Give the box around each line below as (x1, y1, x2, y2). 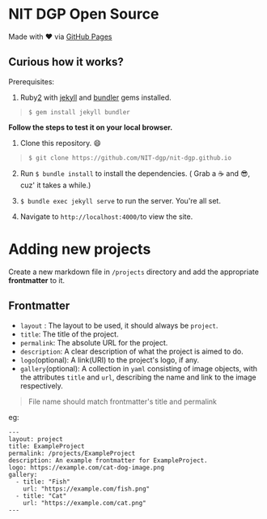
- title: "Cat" (15, 491, 67, 500)
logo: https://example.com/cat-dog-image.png (8, 463, 164, 471)
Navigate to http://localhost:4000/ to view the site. (19, 212, 193, 221)
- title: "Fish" (15, 478, 70, 486)
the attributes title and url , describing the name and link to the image (19, 372, 256, 382)
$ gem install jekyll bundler (28, 108, 131, 116)
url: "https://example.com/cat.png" (23, 499, 147, 507)
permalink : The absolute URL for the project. (19, 337, 168, 347)
